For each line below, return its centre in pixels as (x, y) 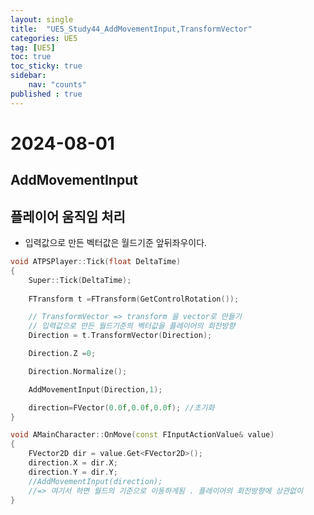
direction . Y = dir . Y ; (73, 472)
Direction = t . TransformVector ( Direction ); (120, 336)
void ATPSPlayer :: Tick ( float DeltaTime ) (96, 262)
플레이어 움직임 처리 (68, 216)
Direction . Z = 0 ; (62, 354)
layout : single (42, 19)
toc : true (31, 57)
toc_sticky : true (46, 66)
